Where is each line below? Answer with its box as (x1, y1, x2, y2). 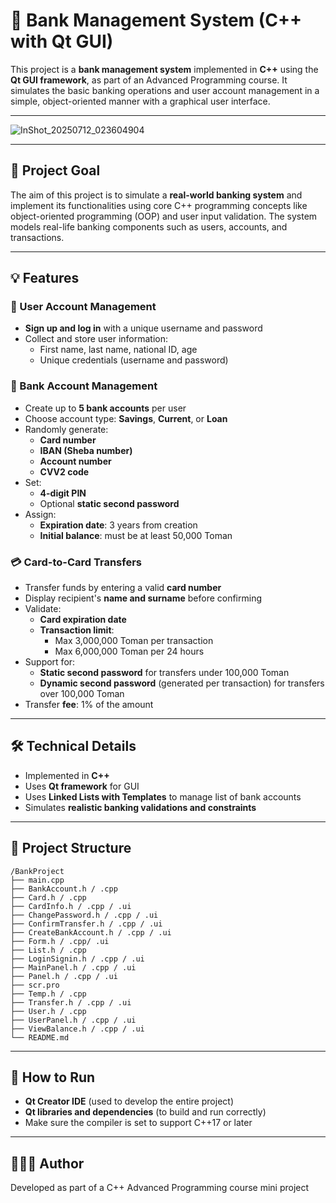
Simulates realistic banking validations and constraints (24, 801, 257, 813)
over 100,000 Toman (39, 688, 125, 700)
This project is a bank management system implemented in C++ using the (10, 63, 319, 75)
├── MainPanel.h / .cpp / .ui (10, 962, 137, 973)
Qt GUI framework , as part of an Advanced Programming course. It (10, 74, 288, 86)
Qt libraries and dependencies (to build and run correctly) (24, 1106, 267, 1118)
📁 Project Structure (10, 840, 132, 857)
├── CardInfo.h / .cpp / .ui (10, 901, 132, 911)
